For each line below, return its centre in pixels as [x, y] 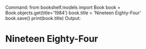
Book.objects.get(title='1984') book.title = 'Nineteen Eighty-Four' [73, 13]
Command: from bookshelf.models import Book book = [63, 7]
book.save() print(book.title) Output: [43, 18]
